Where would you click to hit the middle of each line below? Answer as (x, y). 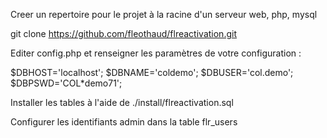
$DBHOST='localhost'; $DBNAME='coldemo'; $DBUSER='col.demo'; (152, 72)
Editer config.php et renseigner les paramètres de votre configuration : (156, 53)
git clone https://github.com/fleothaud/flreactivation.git (123, 33)
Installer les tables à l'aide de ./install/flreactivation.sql (122, 102)
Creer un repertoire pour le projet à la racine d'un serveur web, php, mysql (164, 14)
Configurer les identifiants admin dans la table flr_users (124, 122)
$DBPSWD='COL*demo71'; (66, 83)
